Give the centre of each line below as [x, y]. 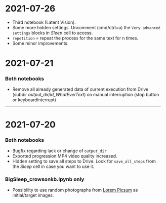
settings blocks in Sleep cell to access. [52, 33]
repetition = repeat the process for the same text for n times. [75, 38]
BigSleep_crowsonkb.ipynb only [45, 179]
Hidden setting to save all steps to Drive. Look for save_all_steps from [84, 161]
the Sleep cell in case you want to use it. [53, 166]
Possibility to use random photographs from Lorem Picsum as [75, 190]
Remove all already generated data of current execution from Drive [80, 89]
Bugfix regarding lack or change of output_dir [60, 151]
